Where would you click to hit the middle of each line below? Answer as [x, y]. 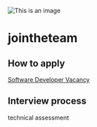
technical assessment [38, 117]
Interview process [47, 101]
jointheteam [43, 38]
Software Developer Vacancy [49, 80]
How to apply [37, 63]
